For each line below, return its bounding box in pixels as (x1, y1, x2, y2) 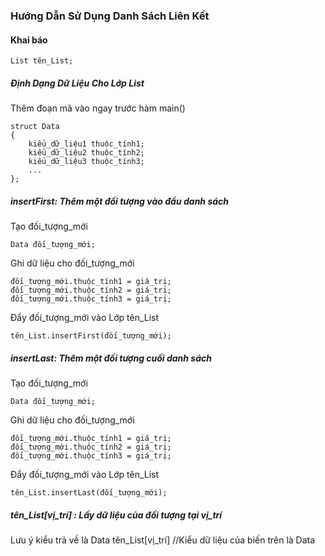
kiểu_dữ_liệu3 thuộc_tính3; (28, 157, 145, 167)
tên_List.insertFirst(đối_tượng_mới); (10, 331, 172, 341)
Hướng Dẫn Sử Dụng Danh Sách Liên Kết (10, 9, 210, 23)
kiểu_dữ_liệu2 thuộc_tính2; (28, 148, 145, 158)
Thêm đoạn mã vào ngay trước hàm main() (10, 102, 186, 114)
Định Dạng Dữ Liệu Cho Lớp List (10, 77, 145, 89)
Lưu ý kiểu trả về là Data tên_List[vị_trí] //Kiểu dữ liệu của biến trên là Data (10, 534, 316, 546)
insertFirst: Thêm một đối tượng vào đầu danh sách (10, 195, 229, 207)
